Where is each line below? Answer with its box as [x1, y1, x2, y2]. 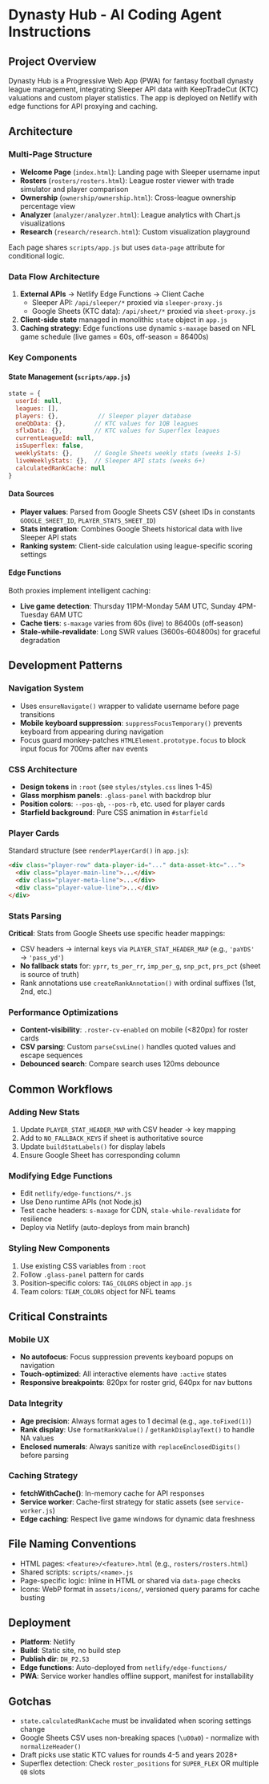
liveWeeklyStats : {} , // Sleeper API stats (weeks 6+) [15, 456, 206, 465]
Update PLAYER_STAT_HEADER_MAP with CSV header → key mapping [19, 1124, 236, 1134]
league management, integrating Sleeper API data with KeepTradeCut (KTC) [8, 84, 259, 94]
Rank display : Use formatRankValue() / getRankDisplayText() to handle [19, 1424, 255, 1434]
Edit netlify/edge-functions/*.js [19, 1188, 132, 1198]
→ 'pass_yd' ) [19, 952, 64, 962]
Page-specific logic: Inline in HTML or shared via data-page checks [19, 1575, 242, 1585]
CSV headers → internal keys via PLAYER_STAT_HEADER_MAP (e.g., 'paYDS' [19, 943, 255, 953]
